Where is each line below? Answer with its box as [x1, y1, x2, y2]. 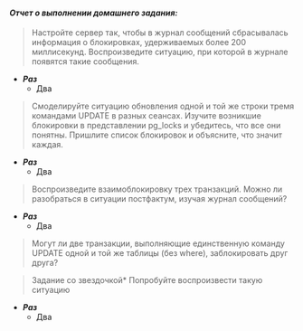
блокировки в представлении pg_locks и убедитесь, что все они [31, 120, 281, 131]
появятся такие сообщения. [31, 56, 140, 67]
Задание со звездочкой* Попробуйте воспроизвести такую [31, 275, 263, 286]
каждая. [31, 139, 63, 150]
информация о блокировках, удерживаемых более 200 [31, 37, 247, 48]
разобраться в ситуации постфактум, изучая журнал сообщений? [31, 194, 288, 204]
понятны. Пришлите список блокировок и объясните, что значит [31, 129, 283, 140]
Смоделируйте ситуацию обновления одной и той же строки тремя [31, 100, 295, 112]
